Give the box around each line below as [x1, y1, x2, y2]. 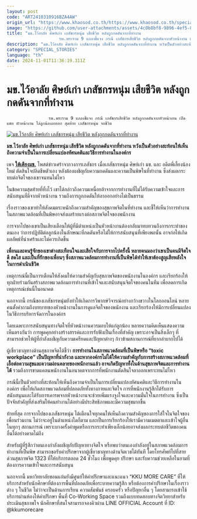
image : [6, 25, 23, 31]
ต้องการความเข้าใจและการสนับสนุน [6, 462, 74, 469]
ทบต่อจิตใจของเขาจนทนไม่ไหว [6, 174, 65, 181]
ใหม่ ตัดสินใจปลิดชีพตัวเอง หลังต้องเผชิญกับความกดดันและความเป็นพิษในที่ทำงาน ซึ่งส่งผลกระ [6, 168, 186, 175]
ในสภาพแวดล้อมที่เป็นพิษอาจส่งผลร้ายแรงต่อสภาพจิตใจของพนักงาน [6, 211, 136, 218]
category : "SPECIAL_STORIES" [6, 47, 78, 53]
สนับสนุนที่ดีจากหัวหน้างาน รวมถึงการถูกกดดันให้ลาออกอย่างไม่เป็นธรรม [6, 192, 144, 199]
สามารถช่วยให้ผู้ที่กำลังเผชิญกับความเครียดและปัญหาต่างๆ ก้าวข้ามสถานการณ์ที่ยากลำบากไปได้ [6, 335, 184, 342]
